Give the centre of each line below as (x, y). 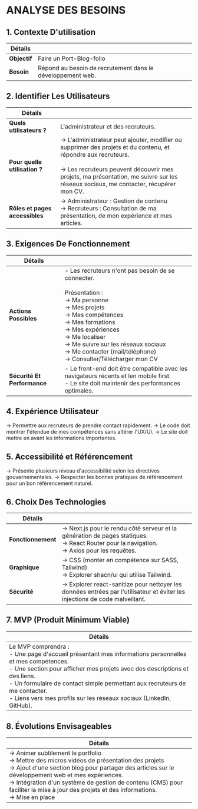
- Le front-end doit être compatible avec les (126, 368)
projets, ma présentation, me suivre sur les (119, 176)
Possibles (23, 318)
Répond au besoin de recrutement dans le (96, 68)
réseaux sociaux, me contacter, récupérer (118, 184)
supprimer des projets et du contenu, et (115, 147)
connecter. (80, 278)
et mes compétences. (39, 661)
